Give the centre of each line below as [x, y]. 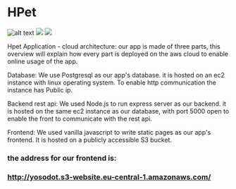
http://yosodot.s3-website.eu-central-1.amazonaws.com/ [109, 177]
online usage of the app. [43, 61]
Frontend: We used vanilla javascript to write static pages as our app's [109, 132]
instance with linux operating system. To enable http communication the [112, 83]
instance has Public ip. [40, 90]
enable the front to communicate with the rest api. [80, 118]
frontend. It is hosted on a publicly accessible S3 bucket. [90, 140]
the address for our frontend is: [62, 158]
